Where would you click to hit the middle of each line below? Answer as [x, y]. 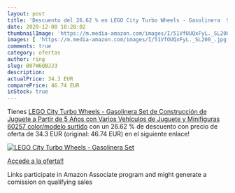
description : [26, 72]
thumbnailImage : [31, 33]
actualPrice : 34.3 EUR [40, 79]
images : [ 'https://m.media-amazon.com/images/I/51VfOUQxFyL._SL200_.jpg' [119, 40]
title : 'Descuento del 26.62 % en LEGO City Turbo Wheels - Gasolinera [114, 20]
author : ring [26, 59]
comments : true [29, 46]
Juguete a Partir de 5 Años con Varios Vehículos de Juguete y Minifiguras [114, 119]
